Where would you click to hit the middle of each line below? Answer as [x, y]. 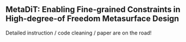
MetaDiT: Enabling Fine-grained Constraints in [93, 10]
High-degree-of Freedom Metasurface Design [92, 19]
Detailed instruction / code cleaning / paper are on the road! [79, 33]
